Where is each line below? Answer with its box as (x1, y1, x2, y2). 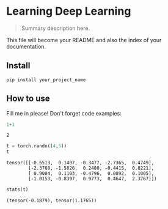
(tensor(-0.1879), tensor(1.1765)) (6, 197, 97, 204)
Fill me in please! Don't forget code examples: (6, 109, 122, 117)
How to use (6, 94, 50, 104)
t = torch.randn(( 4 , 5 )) (6, 143, 67, 149)
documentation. (6, 43, 46, 50)
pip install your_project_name (6, 76, 86, 83)
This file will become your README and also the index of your (6, 36, 162, 43)
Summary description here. (21, 24, 90, 32)
